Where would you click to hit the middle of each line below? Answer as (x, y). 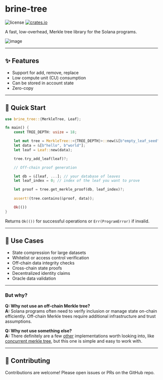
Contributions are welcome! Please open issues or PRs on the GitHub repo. (80, 372)
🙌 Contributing (28, 361)
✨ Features (22, 61)
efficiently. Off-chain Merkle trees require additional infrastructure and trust (81, 316)
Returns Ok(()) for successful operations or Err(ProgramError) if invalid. (77, 221)
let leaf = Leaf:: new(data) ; (43, 150)
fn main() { (17, 128)
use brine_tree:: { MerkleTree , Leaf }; (43, 119)
